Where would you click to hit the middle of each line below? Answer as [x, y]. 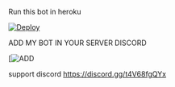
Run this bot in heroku [45, 12]
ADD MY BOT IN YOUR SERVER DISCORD [77, 43]
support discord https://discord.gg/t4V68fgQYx [87, 74]
